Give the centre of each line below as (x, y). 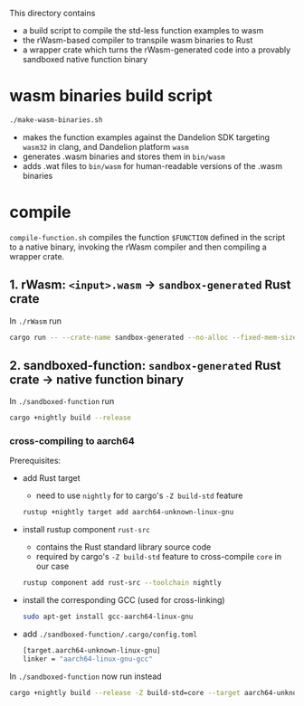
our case (52, 566)
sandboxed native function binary (85, 59)
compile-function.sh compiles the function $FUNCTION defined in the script (147, 237)
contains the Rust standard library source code (123, 547)
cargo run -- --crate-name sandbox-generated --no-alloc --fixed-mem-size (153, 337)
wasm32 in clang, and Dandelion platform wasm (105, 146)
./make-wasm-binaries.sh (56, 120)
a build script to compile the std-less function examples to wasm (143, 30)
